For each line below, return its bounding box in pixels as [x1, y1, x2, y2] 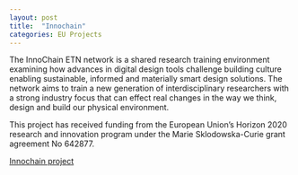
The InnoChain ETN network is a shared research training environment [9, 55, 270, 66]
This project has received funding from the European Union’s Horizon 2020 [9, 119, 287, 130]
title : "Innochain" [9, 22, 87, 31]
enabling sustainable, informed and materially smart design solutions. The [9, 74, 283, 84]
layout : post [9, 13, 58, 22]
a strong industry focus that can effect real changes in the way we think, [9, 92, 277, 103]
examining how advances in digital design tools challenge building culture [9, 64, 283, 74]
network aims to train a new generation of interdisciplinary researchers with [9, 83, 289, 94]
